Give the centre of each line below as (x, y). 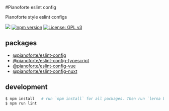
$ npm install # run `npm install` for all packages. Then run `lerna (83, 98)
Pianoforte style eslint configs (36, 17)
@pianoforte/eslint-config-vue (44, 66)
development (26, 87)
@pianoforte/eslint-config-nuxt (45, 71)
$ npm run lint (21, 103)
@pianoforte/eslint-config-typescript (51, 60)
